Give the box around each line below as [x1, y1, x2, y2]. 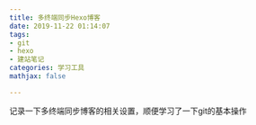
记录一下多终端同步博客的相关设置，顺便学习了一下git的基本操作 [9, 105, 247, 116]
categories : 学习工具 [9, 64, 85, 73]
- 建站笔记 [9, 55, 45, 64]
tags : [9, 30, 30, 39]
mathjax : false [9, 72, 66, 81]
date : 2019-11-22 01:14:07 [9, 22, 110, 31]
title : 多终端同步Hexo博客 [9, 13, 101, 22]
